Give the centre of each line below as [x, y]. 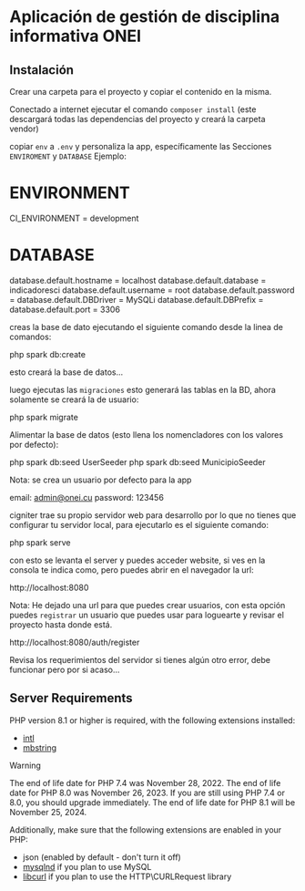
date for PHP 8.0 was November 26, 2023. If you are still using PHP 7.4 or [147, 793]
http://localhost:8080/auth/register [75, 642]
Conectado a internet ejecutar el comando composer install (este [133, 109]
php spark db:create [48, 354]
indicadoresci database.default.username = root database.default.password [152, 290]
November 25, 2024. [48, 812]
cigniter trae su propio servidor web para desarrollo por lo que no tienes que [153, 515]
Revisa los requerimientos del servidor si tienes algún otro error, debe [140, 659]
